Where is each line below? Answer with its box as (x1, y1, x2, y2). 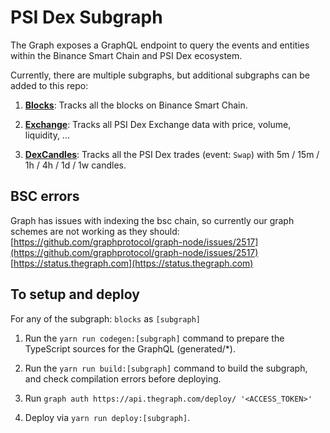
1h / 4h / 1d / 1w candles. (24, 159, 127, 171)
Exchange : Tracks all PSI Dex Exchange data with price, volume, (24, 118, 292, 130)
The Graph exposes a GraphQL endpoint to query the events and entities (10, 39, 310, 51)
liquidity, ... (24, 129, 70, 141)
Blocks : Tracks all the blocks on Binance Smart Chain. (24, 99, 248, 111)
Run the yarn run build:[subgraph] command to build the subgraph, (24, 362, 308, 374)
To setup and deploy (10, 286, 140, 303)
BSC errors (10, 188, 80, 205)
